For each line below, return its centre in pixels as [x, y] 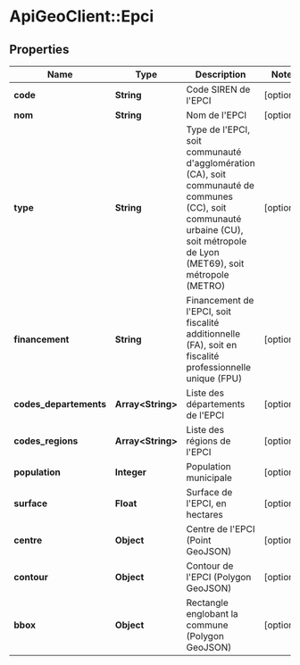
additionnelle [213, 334]
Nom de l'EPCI [217, 115]
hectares [204, 515]
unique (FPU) [214, 378]
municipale [209, 478]
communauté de [220, 185]
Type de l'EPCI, [218, 129]
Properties [39, 50]
